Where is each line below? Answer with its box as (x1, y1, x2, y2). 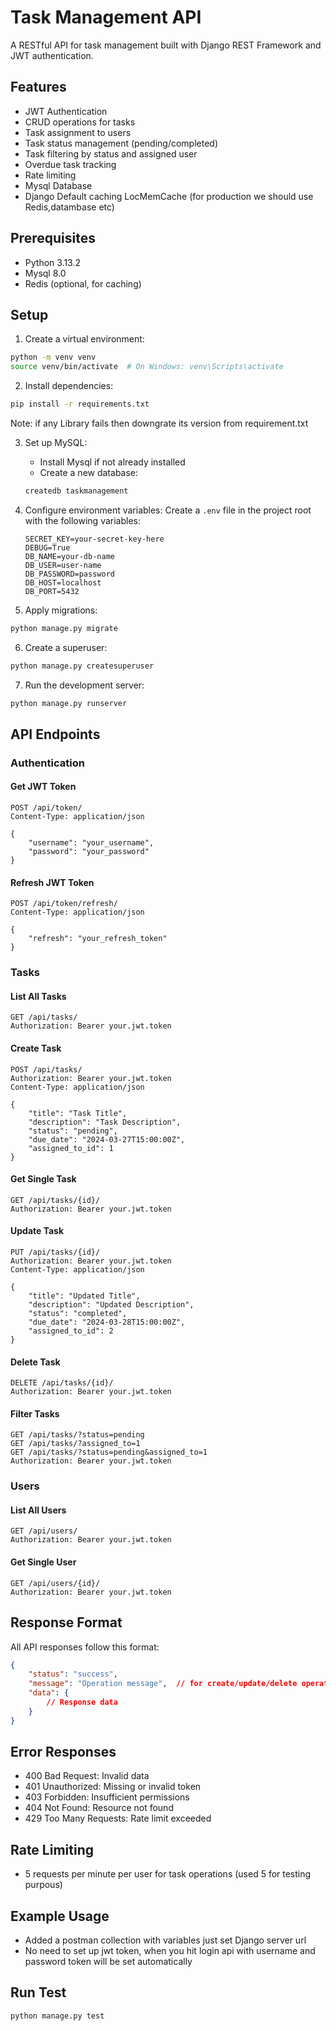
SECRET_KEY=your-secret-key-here (24, 534, 165, 544)
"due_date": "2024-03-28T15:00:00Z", (28, 1317, 186, 1327)
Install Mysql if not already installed (39, 456, 186, 468)
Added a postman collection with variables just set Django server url (24, 1934, 307, 1946)
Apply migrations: (24, 604, 98, 616)
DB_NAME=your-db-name (24, 551, 115, 561)
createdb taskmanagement (24, 486, 129, 496)
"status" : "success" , (28, 1669, 118, 1680)
